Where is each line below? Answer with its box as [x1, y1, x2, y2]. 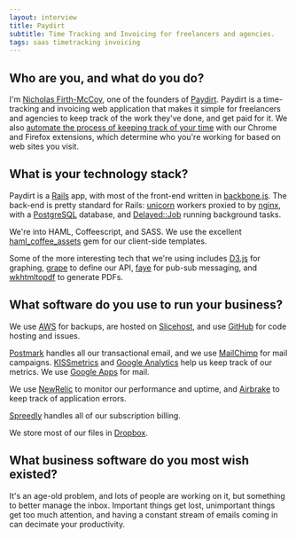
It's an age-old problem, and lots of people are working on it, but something [9, 490, 285, 501]
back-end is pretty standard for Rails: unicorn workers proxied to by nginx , [9, 199, 281, 210]
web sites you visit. [9, 141, 80, 152]
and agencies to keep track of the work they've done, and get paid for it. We [9, 113, 288, 124]
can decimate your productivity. [9, 519, 126, 529]
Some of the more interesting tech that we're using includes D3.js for [9, 253, 261, 263]
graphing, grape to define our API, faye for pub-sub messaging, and [9, 262, 258, 273]
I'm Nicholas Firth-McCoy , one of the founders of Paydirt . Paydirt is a [9, 94, 261, 105]
